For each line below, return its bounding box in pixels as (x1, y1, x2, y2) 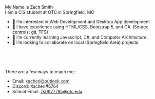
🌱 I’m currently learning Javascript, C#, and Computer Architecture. (12, 34, 148, 40)
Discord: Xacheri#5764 (12, 83, 59, 89)
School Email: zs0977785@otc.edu (12, 89, 83, 94)
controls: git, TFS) (12, 29, 49, 35)
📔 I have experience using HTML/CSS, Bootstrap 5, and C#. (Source (12, 24, 149, 30)
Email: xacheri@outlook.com (12, 78, 70, 84)
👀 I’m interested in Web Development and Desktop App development (12, 19, 150, 24)
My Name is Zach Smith (5, 4, 53, 10)
